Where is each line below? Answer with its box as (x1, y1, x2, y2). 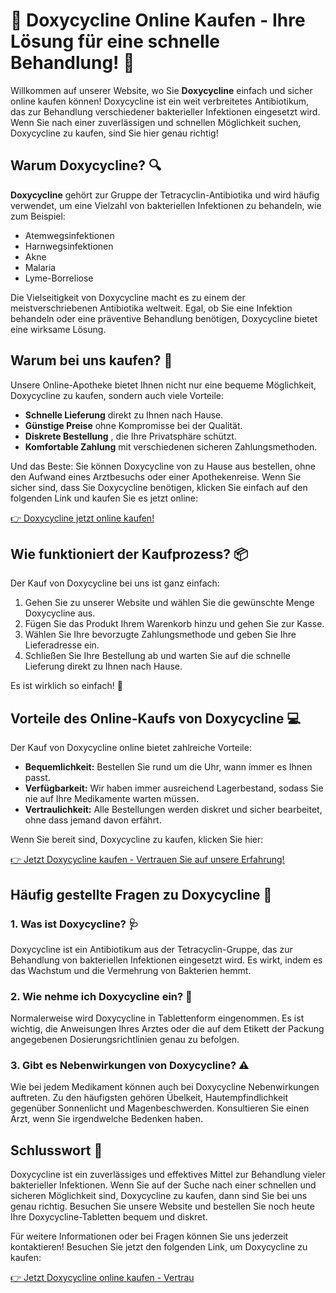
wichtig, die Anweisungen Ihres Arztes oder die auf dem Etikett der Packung (10, 1023, 325, 1035)
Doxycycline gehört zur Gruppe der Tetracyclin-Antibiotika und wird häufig (10, 189, 320, 201)
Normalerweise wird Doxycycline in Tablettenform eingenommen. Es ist (10, 1012, 305, 1024)
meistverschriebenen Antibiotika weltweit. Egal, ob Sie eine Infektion (10, 302, 293, 314)
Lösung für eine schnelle (10, 30, 221, 53)
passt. (24, 772, 51, 784)
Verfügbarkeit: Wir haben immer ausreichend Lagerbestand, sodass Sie (24, 782, 324, 794)
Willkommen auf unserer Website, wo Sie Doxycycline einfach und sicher (10, 84, 313, 96)
